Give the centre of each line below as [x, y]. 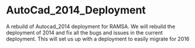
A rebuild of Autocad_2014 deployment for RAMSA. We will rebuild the [91, 26]
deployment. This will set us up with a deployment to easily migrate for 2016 [98, 39]
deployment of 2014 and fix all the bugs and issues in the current [84, 32]
